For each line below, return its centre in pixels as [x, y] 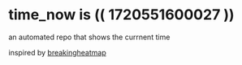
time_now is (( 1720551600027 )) [121, 15]
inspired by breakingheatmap [58, 52]
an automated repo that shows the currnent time [89, 37]
